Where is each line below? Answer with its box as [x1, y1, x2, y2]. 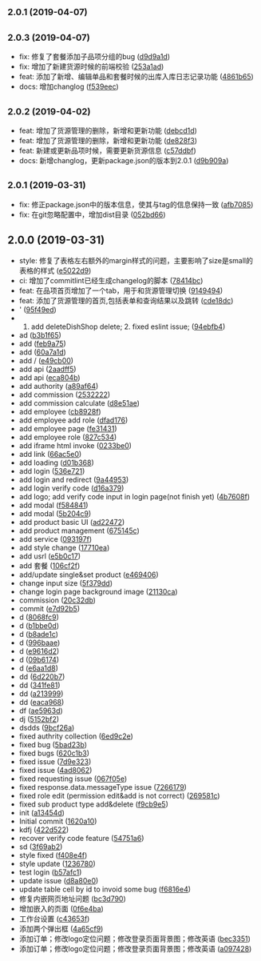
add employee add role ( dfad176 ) [18, 415, 129, 425]
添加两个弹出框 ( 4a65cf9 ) [18, 923, 104, 933]
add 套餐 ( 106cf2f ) [18, 560, 81, 571]
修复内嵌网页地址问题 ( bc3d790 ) [18, 894, 127, 903]
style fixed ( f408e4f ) [18, 850, 88, 859]
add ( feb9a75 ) [18, 338, 67, 348]
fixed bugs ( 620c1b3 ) [18, 748, 89, 758]
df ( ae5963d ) [18, 706, 63, 715]
